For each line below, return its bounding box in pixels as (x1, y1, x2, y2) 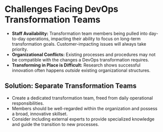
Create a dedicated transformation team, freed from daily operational (11, 95, 153, 101)
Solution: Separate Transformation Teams (4, 82, 137, 90)
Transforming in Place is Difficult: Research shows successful (11, 62, 141, 68)
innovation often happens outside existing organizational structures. (11, 67, 151, 73)
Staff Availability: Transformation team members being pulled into (11, 30, 148, 36)
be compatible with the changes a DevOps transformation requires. (11, 57, 149, 63)
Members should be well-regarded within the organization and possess (11, 105, 158, 111)
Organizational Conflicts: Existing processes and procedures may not (11, 51, 156, 58)
